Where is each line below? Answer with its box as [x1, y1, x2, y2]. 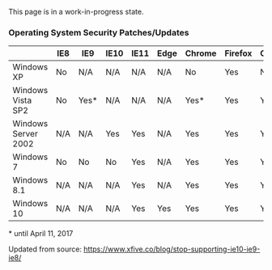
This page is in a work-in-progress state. [8, 7, 144, 16]
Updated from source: [8, 244, 83, 254]
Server [12, 129, 38, 140]
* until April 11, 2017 [8, 229, 74, 238]
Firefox [224, 48, 253, 59]
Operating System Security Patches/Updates [8, 27, 189, 38]
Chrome [185, 48, 217, 59]
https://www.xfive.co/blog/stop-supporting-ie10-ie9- [83, 244, 261, 254]
